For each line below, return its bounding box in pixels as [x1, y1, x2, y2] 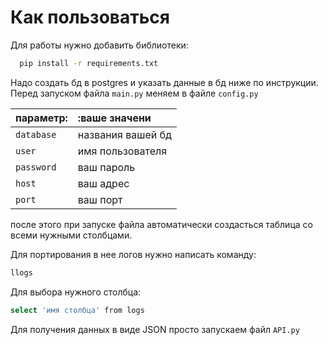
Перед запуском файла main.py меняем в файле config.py [10, 87, 259, 99]
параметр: [15, 111, 68, 125]
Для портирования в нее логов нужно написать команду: [10, 248, 257, 260]
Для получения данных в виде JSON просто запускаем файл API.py [10, 323, 300, 335]
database [15, 129, 57, 140]
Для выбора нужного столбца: [10, 286, 142, 298]
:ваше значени [77, 111, 152, 125]
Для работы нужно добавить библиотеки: [10, 39, 189, 51]
